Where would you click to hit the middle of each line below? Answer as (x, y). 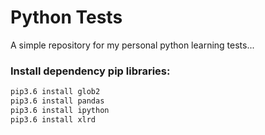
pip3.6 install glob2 (55, 92)
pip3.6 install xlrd (53, 119)
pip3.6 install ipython (60, 110)
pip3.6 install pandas (57, 101)
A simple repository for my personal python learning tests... (132, 45)
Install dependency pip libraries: (90, 71)
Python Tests (66, 17)
